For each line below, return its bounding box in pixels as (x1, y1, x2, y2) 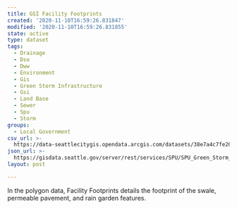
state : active (7, 30, 49, 37)
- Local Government (13, 128, 71, 135)
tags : (7, 43, 23, 50)
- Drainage (13, 50, 46, 57)
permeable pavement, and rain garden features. (7, 194, 147, 202)
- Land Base (13, 96, 49, 103)
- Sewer (13, 102, 37, 109)
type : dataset (7, 37, 49, 44)
